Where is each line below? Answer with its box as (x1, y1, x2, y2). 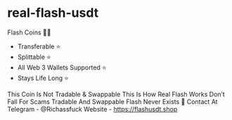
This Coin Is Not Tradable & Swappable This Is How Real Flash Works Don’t (7, 90, 225, 98)
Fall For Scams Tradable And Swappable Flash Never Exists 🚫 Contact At (7, 97, 218, 106)
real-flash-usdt (7, 5, 99, 21)
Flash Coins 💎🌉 (7, 28, 51, 36)
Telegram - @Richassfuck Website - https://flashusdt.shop (7, 105, 178, 113)
